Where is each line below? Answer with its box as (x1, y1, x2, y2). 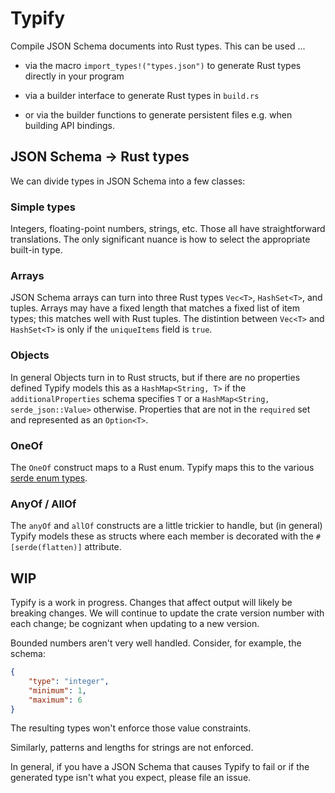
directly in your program (24, 70, 125, 82)
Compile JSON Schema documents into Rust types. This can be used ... (10, 40, 306, 52)
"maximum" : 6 (28, 695, 83, 705)
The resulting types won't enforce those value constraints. (10, 722, 252, 734)
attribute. (84, 541, 122, 553)
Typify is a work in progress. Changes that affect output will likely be (10, 597, 293, 609)
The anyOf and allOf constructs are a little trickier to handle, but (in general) (10, 520, 323, 532)
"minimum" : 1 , (28, 685, 87, 696)
